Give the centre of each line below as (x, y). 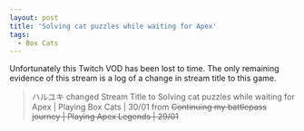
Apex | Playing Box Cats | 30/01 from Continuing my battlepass (149, 107)
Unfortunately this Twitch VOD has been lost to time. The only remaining (144, 69)
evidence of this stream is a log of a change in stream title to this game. (143, 79)
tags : (20, 34)
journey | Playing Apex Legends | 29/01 (105, 117)
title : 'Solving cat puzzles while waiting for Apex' (113, 26)
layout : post (34, 18)
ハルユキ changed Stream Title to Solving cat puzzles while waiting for (163, 97)
